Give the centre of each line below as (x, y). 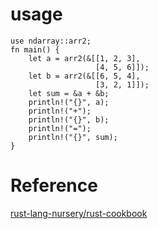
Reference (54, 185)
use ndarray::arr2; (51, 41)
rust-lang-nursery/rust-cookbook (79, 213)
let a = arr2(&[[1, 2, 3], (84, 58)
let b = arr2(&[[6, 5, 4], (84, 76)
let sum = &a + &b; (69, 93)
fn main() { (35, 49)
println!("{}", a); (69, 102)
